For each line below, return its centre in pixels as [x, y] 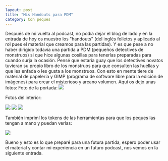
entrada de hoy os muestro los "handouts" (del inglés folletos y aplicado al [83, 39]
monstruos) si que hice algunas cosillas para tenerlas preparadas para [78, 55]
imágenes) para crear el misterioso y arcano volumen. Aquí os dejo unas [80, 82]
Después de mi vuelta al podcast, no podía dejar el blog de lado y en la [79, 34]
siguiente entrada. [24, 153]
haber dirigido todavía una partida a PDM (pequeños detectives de [74, 50]
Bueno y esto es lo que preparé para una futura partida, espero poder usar [83, 142]
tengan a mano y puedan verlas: [39, 123]
